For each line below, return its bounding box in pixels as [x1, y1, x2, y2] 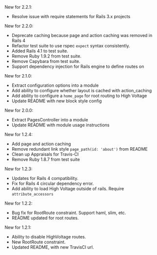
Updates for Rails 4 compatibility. [11, 176, 78, 181]
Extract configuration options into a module [11, 82, 99, 88]
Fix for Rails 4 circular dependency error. [11, 180, 94, 186]
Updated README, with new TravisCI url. [11, 244, 94, 250]
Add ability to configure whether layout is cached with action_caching [11, 88, 152, 93]
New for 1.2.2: [4, 200, 33, 206]
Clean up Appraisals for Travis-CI [11, 151, 79, 157]
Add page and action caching [11, 141, 71, 147]
